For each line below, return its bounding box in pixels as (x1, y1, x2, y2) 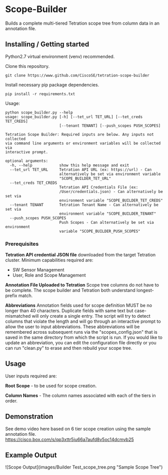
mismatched (5, 313, 31, 319)
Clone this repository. (5, 63, 50, 69)
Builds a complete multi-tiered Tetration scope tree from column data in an (5, 20, 160, 26)
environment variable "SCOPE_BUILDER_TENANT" (59, 211, 156, 216)
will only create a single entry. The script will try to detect (32, 313, 151, 319)
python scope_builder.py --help (5, 110, 73, 115)
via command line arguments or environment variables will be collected (5, 141, 161, 146)
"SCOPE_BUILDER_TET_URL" (59, 176, 112, 181)
